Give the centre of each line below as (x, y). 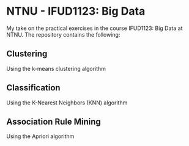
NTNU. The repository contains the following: (63, 34)
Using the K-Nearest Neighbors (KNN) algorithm (67, 103)
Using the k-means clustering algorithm (56, 68)
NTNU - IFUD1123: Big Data (76, 11)
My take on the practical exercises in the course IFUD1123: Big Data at (94, 28)
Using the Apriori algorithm (40, 136)
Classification (33, 88)
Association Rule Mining (54, 121)
